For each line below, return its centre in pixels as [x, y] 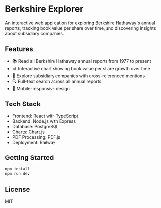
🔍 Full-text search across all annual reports [57, 81]
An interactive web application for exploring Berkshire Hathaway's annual [80, 23]
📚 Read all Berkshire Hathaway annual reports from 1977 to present [81, 61]
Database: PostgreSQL [35, 126]
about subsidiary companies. [35, 33]
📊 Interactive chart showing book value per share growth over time [81, 68]
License [18, 189]
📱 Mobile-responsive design [41, 88]
